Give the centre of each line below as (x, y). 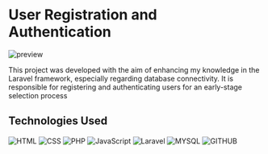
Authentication (60, 32)
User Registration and (83, 15)
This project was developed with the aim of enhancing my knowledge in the (134, 69)
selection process (38, 95)
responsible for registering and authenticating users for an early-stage (125, 87)
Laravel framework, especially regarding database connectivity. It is (121, 78)
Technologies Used (58, 121)
